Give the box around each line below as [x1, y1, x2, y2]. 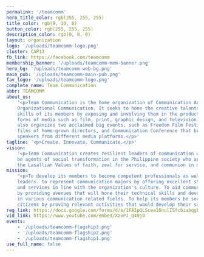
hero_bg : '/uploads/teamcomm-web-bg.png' [6, 65, 113, 72]
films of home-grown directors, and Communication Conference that [17, 128, 191, 134]
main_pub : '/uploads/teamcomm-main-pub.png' [6, 71, 121, 77]
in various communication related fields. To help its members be [17, 195, 189, 202]
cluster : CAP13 [6, 49, 45, 55]
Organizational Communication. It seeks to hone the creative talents [17, 105, 200, 111]
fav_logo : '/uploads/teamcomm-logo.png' [6, 77, 110, 83]
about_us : [6, 94, 32, 100]
